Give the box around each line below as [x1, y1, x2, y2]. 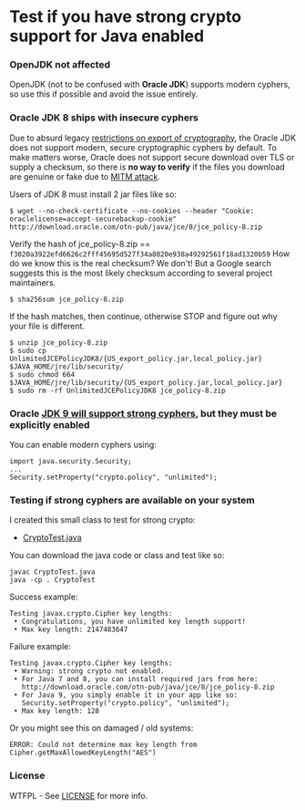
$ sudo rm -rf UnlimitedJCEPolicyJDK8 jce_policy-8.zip [9, 386, 226, 395]
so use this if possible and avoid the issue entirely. [9, 88, 198, 99]
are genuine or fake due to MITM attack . [9, 171, 161, 182]
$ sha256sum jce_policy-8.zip [9, 295, 125, 304]
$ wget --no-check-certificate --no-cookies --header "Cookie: [9, 206, 255, 215]
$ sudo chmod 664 [9, 369, 76, 379]
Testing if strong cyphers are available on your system [9, 494, 255, 506]
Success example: [9, 591, 78, 603]
